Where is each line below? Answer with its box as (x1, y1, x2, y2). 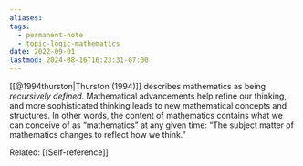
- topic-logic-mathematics (17, 38, 120, 48)
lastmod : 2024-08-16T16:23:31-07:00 (9, 56, 149, 65)
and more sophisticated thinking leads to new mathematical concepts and (9, 100, 287, 110)
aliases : (9, 13, 43, 23)
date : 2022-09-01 (9, 47, 76, 57)
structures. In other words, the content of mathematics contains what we (9, 110, 283, 120)
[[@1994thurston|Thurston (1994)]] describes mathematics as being (9, 81, 266, 91)
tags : (9, 22, 30, 31)
